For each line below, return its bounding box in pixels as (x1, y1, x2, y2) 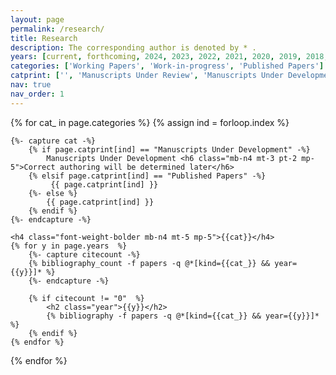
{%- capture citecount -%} (28, 249, 141, 260)
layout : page (10, 14, 65, 25)
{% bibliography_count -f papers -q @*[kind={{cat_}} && (28, 258, 271, 268)
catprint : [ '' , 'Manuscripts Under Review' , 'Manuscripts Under (10, 71, 284, 81)
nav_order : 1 (10, 89, 65, 99)
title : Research (10, 33, 78, 43)
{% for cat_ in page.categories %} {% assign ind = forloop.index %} (10, 116, 290, 128)
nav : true (10, 80, 52, 90)
